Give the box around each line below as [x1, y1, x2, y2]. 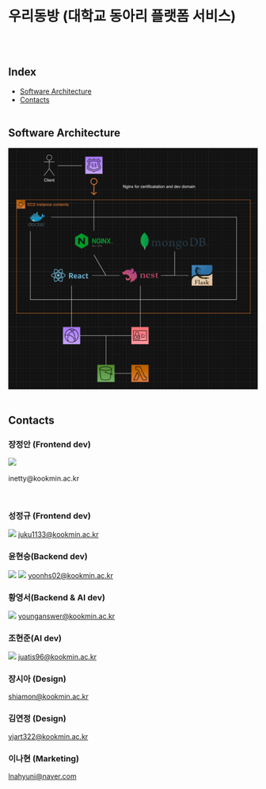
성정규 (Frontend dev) [8, 510, 91, 521]
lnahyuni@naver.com [8, 772, 77, 781]
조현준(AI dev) [8, 632, 62, 643]
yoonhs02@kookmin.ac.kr [27, 570, 113, 580]
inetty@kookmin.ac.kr [8, 473, 80, 483]
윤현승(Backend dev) [8, 551, 89, 562]
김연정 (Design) [8, 713, 67, 724]
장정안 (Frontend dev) [8, 439, 91, 450]
